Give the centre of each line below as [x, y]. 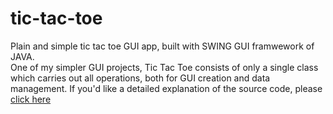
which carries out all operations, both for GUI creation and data [140, 78]
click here [31, 99]
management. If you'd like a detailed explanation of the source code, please [166, 88]
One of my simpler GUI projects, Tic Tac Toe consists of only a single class [164, 67]
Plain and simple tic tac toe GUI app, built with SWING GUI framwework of [162, 46]
